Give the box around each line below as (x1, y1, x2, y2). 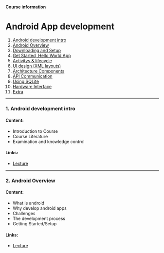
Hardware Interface (12, 83, 52, 90)
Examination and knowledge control (12, 139, 85, 145)
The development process (12, 216, 65, 221)
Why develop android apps (12, 205, 67, 211)
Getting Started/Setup (12, 220, 57, 226)
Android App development (5, 21, 115, 32)
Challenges (12, 210, 36, 216)
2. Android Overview (5, 177, 55, 184)
